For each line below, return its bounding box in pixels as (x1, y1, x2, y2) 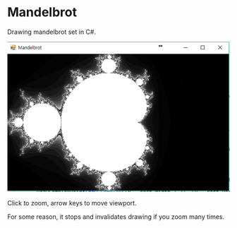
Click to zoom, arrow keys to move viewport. (7, 199, 137, 208)
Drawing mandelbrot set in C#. (7, 28, 97, 36)
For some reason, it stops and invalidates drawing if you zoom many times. (7, 212, 225, 221)
